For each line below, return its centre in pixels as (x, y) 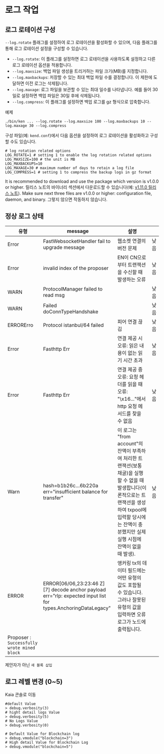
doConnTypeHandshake (71, 312)
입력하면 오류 (132, 614)
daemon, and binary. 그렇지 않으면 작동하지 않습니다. (56, 199)
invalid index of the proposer (76, 268)
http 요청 (127, 406)
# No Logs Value (21, 721)
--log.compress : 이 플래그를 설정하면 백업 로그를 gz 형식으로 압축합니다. (81, 102)
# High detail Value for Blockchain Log (47, 742)
